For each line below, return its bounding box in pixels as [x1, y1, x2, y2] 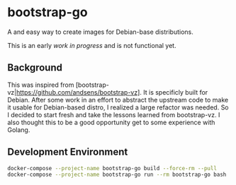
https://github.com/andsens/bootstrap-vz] [16, 88, 140, 96]
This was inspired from [7, 80, 74, 89]
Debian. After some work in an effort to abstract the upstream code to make [7, 95, 229, 104]
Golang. [7, 125, 30, 134]
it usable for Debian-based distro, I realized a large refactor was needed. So [7, 103, 229, 112]
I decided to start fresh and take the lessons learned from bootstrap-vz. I [7, 110, 220, 119]
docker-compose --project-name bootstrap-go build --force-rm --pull [7, 165, 218, 172]
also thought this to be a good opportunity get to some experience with [7, 118, 215, 126]
